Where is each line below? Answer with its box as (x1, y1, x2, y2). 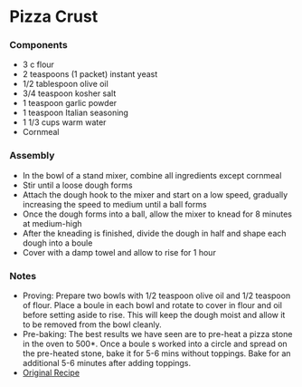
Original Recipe (22, 367, 80, 378)
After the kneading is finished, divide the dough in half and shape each (22, 227, 287, 238)
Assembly (9, 150, 55, 162)
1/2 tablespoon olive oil (22, 79, 109, 90)
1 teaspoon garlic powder (22, 98, 118, 109)
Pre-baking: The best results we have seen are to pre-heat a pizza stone (22, 329, 293, 340)
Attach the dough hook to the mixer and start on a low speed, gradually (22, 189, 288, 200)
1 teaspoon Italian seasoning (22, 107, 129, 119)
